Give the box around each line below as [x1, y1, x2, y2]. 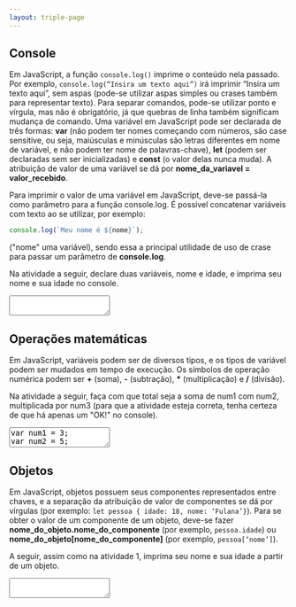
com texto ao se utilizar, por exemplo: [9, 209, 146, 220]
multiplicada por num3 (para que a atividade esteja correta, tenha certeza [9, 401, 277, 411]
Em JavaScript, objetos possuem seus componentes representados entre [9, 486, 277, 497]
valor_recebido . [9, 173, 68, 183]
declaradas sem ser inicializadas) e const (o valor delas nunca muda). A [9, 154, 272, 165]
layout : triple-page [9, 12, 86, 22]
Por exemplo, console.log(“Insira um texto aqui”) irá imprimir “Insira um [9, 79, 280, 89]
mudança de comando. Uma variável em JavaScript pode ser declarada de [9, 116, 282, 127]
